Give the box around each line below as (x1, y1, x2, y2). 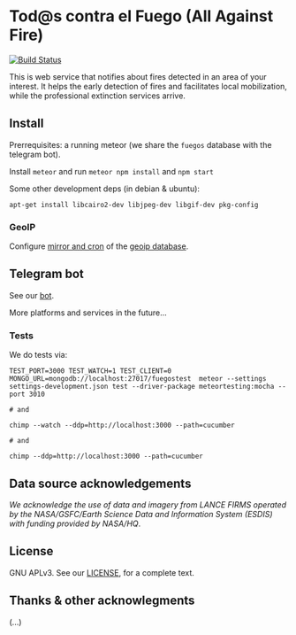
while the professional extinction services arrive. (9, 90, 186, 101)
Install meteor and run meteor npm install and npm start (9, 166, 214, 176)
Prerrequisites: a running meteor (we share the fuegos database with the (9, 139, 272, 150)
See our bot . (9, 290, 55, 300)
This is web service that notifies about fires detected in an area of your (9, 71, 267, 81)
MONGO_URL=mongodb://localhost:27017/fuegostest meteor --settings (9, 375, 267, 383)
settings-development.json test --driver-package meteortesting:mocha (9, 383, 275, 391)
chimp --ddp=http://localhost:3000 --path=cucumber (9, 452, 203, 461)
